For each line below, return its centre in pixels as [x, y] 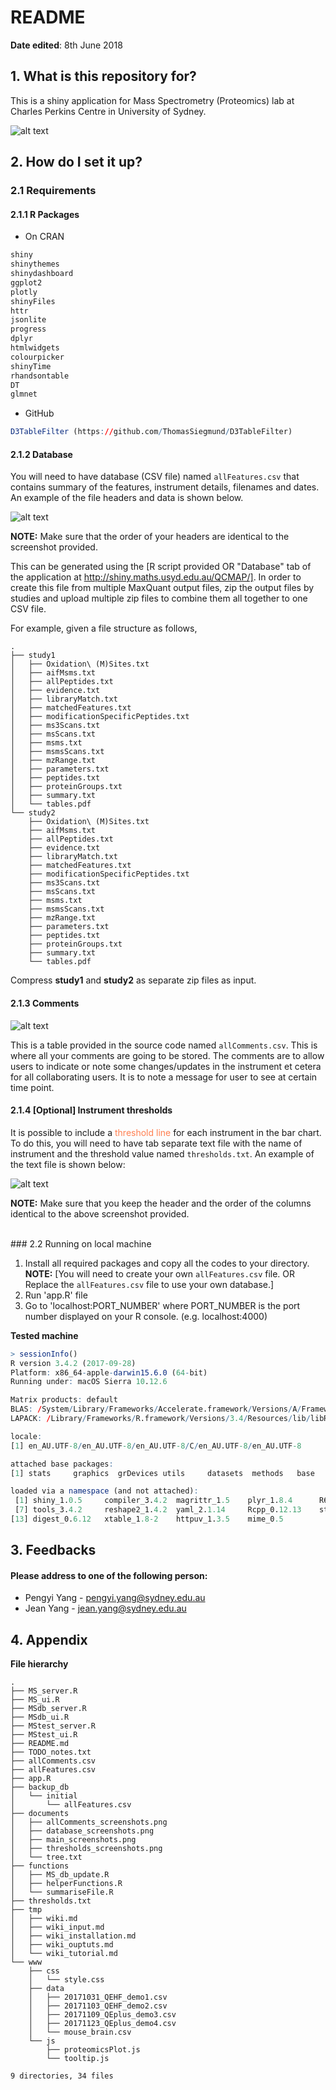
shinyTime [31, 366]
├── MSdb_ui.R [40, 1717]
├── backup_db [40, 1787]
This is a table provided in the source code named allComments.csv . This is [164, 1045]
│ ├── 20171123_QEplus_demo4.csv [102, 2024]
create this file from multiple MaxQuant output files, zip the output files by [162, 588]
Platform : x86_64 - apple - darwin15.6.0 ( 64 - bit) [109, 1372]
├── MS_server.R [44, 1691]
